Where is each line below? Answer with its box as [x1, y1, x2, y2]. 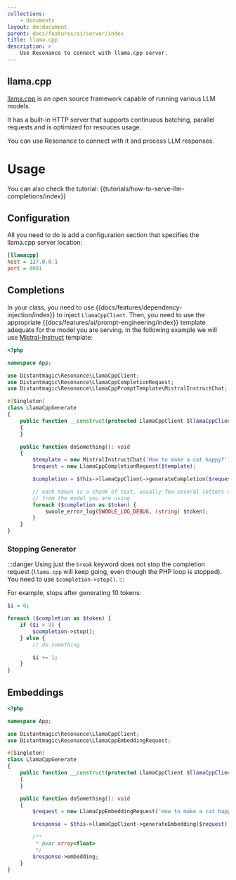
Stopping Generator [7, 544, 77, 554]
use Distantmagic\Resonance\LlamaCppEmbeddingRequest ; [7, 736, 171, 744]
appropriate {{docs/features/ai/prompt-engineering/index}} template [7, 318, 206, 326]
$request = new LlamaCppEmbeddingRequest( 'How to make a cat [32, 808, 216, 815]
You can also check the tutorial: [7, 184, 99, 193]
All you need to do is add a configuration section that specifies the [7, 231, 199, 239]
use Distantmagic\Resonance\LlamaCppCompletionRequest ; [7, 378, 174, 385]
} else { [20, 635, 46, 642]
